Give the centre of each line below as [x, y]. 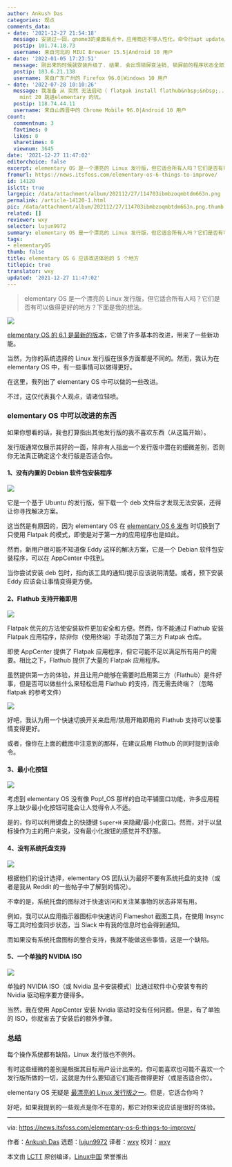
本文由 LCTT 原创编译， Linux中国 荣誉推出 [68, 1157]
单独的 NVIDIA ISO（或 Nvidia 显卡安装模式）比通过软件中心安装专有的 [108, 986]
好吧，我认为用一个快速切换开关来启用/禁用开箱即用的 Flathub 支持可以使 [112, 720]
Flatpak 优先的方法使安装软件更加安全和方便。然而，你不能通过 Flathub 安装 [116, 629]
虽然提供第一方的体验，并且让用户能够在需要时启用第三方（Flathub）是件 [112, 675]
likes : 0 [26, 136]
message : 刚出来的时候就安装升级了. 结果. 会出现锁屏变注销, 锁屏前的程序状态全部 [119, 65]
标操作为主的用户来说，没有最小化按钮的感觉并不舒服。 [86, 831]
